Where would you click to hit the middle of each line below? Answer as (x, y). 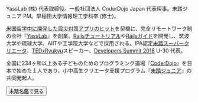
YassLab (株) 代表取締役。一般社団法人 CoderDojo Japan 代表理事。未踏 (95, 9)
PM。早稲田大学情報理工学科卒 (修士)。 (71, 16)
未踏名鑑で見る (27, 91)
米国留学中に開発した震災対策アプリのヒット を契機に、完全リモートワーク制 (99, 29)
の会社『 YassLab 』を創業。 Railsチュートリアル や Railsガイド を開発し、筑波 (98, 36)
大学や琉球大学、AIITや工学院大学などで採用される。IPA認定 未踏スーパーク (98, 43)
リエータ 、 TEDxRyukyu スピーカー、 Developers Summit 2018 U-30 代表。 (96, 51)
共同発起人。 (22, 78)
